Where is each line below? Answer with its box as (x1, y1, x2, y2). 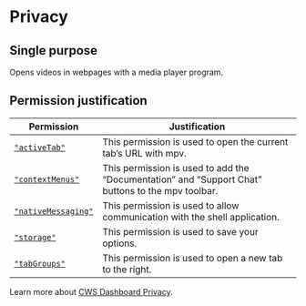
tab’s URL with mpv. (102, 147, 187, 159)
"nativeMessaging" (14, 206, 94, 216)
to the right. (102, 262, 152, 275)
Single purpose (9, 43, 98, 58)
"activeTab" (14, 142, 66, 152)
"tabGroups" (14, 258, 66, 269)
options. (102, 237, 138, 250)
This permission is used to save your (102, 225, 260, 238)
